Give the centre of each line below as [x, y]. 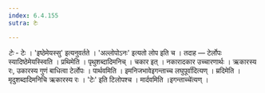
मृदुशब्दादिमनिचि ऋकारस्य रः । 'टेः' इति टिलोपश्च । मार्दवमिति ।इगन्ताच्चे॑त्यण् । [109, 79]
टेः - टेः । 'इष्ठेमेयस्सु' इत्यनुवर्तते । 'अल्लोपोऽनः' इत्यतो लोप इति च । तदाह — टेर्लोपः [115, 52]
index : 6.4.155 [34, 15]
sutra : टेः [23, 23]
